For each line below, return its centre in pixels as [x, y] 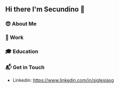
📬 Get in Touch [25, 68]
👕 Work [14, 38]
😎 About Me [21, 24]
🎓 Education [22, 51]
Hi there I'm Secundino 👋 [45, 9]
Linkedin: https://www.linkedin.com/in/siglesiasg [63, 80]
